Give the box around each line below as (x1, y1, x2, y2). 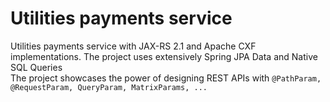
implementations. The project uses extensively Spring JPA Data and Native (10, 50, 318, 62)
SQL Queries (10, 61, 63, 73)
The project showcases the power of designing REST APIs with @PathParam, (10, 72, 322, 84)
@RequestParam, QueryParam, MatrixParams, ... (10, 82, 208, 92)
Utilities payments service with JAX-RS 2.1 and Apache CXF (10, 40, 257, 52)
